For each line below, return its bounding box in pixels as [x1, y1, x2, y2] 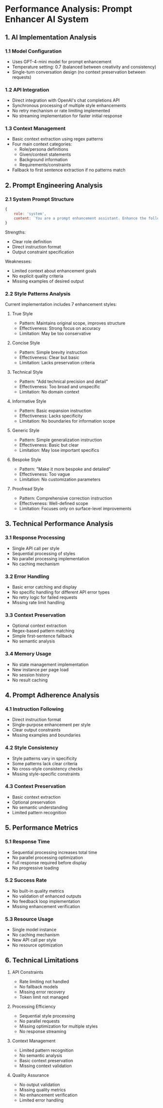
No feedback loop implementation [12, 898, 80, 904]
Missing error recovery [19, 989, 65, 995]
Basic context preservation [19, 1057, 73, 1063]
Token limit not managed [19, 994, 69, 1000]
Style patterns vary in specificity [12, 755, 77, 761]
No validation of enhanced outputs [12, 893, 81, 899]
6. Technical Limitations [5, 956, 79, 965]
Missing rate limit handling [12, 599, 65, 605]
